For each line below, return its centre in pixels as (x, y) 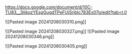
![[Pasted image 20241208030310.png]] (46, 22)
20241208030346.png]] (30, 37)
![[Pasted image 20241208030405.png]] (46, 46)
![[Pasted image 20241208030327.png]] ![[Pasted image (62, 31)
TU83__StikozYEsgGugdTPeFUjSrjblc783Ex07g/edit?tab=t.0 (66, 12)
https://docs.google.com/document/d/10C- (49, 7)
